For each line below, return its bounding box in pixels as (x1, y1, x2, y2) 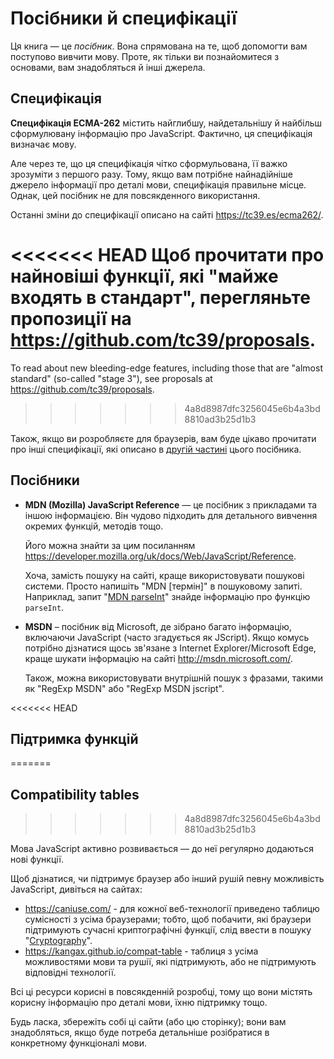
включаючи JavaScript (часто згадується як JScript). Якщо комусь (24, 631, 310, 643)
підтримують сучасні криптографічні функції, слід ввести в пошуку (24, 924, 312, 936)
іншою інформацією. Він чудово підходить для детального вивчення (24, 509, 318, 521)
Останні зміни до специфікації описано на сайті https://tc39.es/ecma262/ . (10, 208, 324, 221)
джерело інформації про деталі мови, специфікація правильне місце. (10, 178, 307, 191)
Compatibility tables (10, 786, 140, 803)
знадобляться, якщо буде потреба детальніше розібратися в (10, 1027, 270, 1039)
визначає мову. (10, 138, 77, 150)
